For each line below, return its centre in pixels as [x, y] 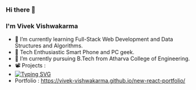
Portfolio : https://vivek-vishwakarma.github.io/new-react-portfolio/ [100, 81]
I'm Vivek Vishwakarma [42, 26]
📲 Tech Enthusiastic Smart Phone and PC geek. [74, 52]
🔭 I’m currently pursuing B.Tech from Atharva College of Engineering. [102, 59]
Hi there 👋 [21, 10]
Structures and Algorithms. [49, 46]
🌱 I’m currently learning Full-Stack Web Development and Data [94, 40]
